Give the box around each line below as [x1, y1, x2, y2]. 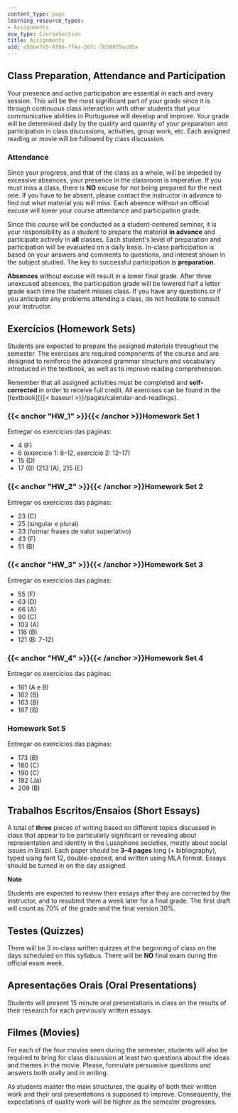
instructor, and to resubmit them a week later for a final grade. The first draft [7, 896, 231, 906]
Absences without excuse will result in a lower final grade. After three [7, 272, 212, 280]
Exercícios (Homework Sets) [7, 322, 136, 335]
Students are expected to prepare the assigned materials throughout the [7, 342, 219, 350]
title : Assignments [7, 37, 65, 44]
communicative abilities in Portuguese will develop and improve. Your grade [7, 111, 229, 120]
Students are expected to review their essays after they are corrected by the [7, 889, 231, 898]
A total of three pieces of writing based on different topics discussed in [7, 824, 217, 832]
